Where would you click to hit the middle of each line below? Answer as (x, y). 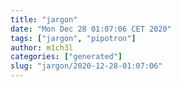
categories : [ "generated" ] (66, 57)
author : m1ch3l (42, 47)
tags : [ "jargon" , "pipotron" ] (73, 38)
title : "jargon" (44, 19)
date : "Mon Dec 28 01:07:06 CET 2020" (91, 29)
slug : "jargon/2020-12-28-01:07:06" (86, 66)
